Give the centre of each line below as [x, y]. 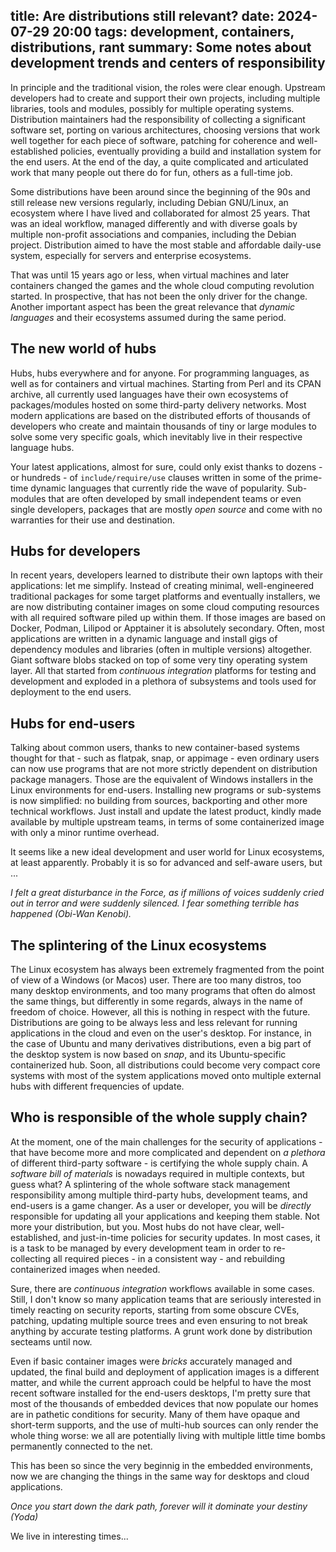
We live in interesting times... [69, 1536]
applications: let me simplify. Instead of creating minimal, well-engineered [162, 586]
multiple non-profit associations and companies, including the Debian [153, 234]
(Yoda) [24, 1516]
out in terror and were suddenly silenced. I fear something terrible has [155, 903]
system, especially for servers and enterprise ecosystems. [131, 255]
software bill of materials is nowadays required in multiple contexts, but [157, 1173]
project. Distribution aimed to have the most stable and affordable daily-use [166, 245]
